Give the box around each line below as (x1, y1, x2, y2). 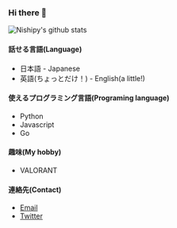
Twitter (19, 211, 44, 221)
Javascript (19, 119, 55, 129)
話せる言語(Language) (8, 44, 83, 54)
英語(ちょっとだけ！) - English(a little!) (19, 73, 145, 83)
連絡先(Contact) (8, 184, 62, 194)
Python (19, 111, 44, 121)
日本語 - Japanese (19, 64, 81, 73)
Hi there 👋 (8, 7, 48, 18)
